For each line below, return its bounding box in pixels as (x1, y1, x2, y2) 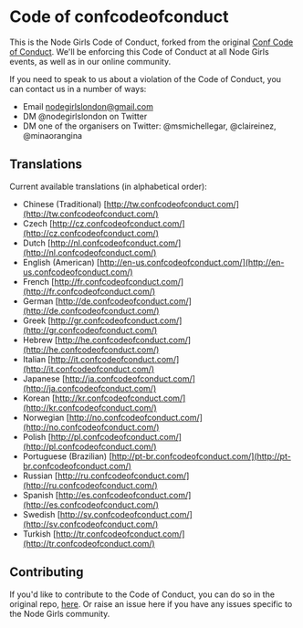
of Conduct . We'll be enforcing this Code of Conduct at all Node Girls (9, 46, 269, 57)
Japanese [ (22, 372, 66, 384)
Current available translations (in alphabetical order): (9, 181, 207, 192)
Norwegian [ (22, 412, 70, 423)
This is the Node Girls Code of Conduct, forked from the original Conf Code (9, 37, 294, 47)
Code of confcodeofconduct (9, 6, 229, 27)
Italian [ (22, 353, 52, 364)
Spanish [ (22, 489, 59, 500)
